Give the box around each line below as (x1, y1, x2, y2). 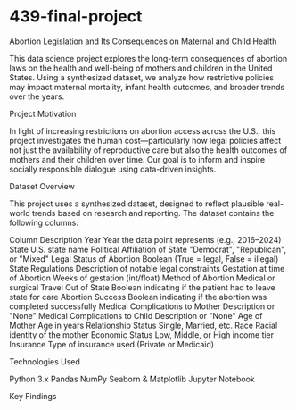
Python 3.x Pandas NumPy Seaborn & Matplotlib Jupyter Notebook (9, 373, 256, 384)
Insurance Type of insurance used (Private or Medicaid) (9, 339, 215, 349)
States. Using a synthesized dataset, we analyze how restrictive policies (9, 71, 275, 82)
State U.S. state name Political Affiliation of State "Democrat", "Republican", (9, 244, 287, 255)
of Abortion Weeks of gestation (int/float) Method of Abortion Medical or (9, 272, 275, 283)
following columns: (9, 217, 78, 228)
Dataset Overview (9, 180, 76, 191)
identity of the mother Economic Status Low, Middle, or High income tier (9, 329, 275, 340)
